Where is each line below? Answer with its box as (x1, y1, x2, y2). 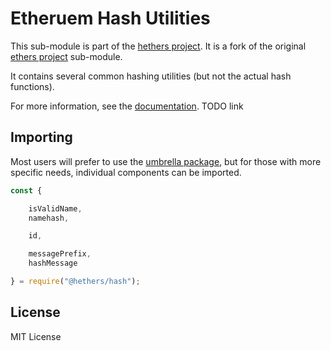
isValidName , (28, 203, 83, 214)
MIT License (10, 330, 62, 342)
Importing (10, 129, 73, 146)
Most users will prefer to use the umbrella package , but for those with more (10, 155, 322, 167)
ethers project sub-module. (10, 50, 123, 62)
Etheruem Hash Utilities (10, 7, 211, 30)
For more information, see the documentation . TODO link (10, 100, 244, 112)
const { (10, 185, 43, 196)
